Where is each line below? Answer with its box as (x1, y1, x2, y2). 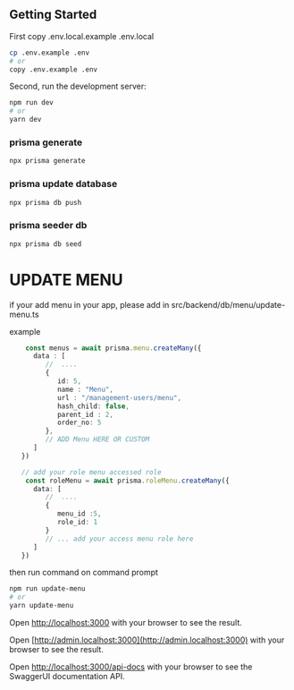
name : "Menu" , (56, 385, 114, 394)
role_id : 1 (56, 518, 98, 527)
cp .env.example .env (9, 48, 90, 57)
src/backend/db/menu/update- (171, 299, 286, 310)
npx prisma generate (9, 157, 87, 166)
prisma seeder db (9, 219, 88, 232)
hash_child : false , (56, 402, 130, 411)
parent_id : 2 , (56, 410, 114, 419)
